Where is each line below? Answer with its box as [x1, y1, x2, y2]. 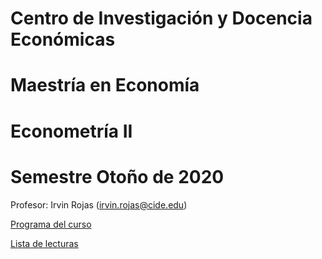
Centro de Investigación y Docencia [10, 7, 313, 30]
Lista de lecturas [10, 237, 79, 249]
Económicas [10, 28, 116, 51]
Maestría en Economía [10, 74, 200, 97]
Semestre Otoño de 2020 [10, 165, 225, 188]
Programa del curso [10, 218, 92, 230]
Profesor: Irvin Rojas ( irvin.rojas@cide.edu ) [10, 198, 188, 211]
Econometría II [10, 120, 133, 142]
